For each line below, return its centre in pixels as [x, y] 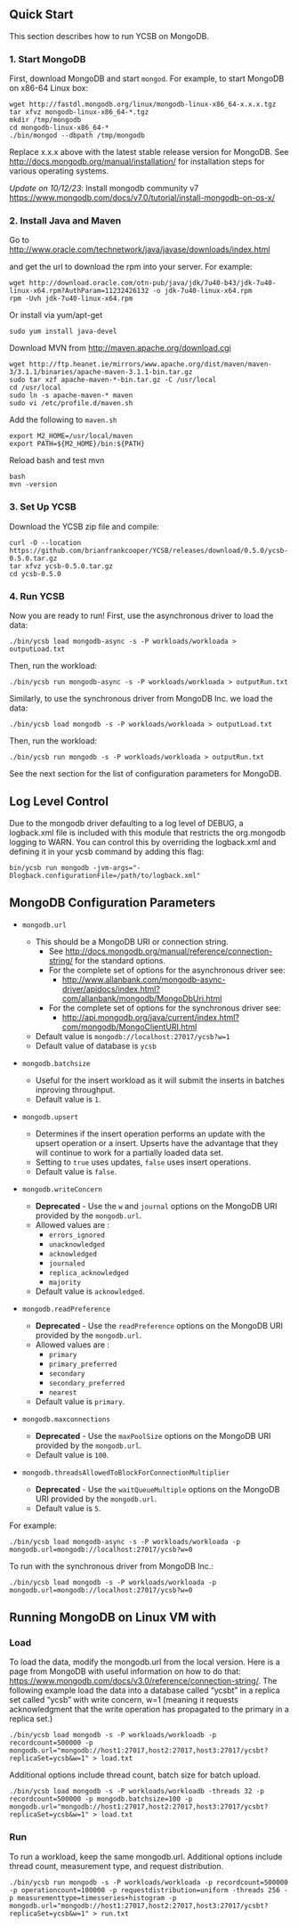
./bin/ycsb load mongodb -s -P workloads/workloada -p [113, 1582]
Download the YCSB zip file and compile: [85, 526]
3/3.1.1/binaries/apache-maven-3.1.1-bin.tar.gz [101, 372]
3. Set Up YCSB [43, 507]
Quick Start [41, 15]
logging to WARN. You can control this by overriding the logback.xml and [143, 842]
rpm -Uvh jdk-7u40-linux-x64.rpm [71, 299]
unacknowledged [77, 1244]
